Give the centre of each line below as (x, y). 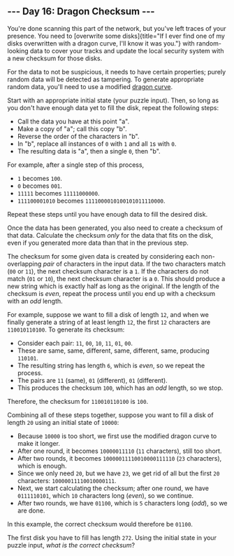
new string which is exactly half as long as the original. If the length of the (114, 286)
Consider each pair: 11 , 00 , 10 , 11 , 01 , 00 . (75, 343)
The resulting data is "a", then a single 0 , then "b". (89, 151)
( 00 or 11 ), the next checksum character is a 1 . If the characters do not (108, 271)
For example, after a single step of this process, (76, 165)
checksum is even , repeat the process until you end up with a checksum (111, 293)
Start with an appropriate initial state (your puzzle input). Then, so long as (113, 100)
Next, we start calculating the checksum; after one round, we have (113, 488)
